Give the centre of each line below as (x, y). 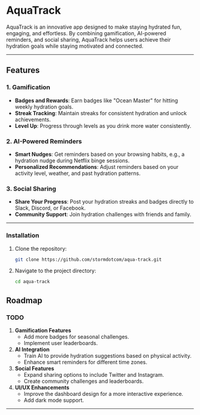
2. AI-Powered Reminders (44, 141)
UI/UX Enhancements (42, 387)
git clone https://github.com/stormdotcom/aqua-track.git (88, 259)
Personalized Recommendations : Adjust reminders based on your (96, 167)
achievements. (33, 119)
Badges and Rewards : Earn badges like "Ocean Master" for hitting (96, 100)
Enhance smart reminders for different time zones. (85, 362)
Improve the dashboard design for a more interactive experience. (103, 394)
